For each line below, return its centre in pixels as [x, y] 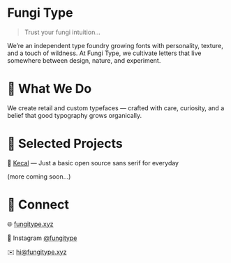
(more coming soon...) [39, 176]
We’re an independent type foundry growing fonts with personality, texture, [115, 45]
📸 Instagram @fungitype [42, 238]
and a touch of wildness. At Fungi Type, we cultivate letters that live [104, 53]
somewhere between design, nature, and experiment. [84, 60]
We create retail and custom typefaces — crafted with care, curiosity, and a [116, 108]
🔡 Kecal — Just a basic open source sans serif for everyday [93, 163]
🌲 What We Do [50, 89]
